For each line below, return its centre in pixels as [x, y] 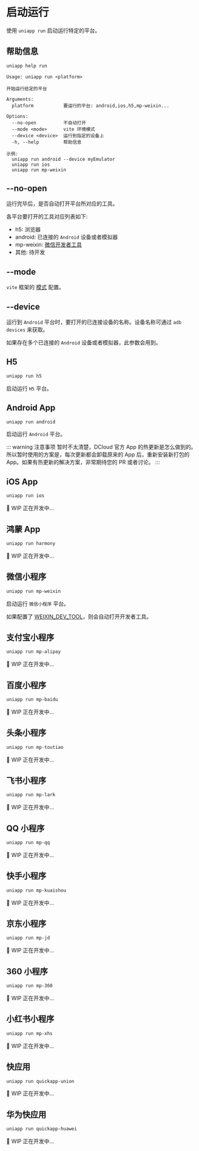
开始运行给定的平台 [27, 89]
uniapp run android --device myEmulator [63, 159]
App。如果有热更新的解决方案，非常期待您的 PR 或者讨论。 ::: [83, 462]
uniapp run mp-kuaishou [36, 890]
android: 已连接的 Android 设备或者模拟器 [66, 237]
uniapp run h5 [24, 376]
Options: [17, 116]
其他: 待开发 [30, 252]
